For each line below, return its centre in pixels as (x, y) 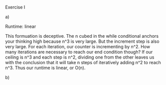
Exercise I (15, 7)
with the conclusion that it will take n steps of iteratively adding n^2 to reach (83, 62)
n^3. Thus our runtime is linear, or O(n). (45, 68)
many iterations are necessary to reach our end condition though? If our (79, 52)
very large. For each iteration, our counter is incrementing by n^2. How (78, 46)
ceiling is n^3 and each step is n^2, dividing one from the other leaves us (80, 57)
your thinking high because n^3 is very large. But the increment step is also (82, 41)
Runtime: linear (21, 26)
